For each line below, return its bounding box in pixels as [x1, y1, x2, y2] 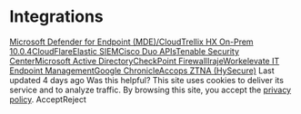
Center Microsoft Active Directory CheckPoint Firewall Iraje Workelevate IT [9, 55, 280, 66]
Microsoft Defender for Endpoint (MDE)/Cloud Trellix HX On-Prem [9, 36, 254, 47]
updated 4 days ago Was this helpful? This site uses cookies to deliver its [9, 74, 285, 85]
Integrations [9, 6, 105, 27]
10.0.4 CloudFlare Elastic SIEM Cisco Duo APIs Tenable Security [9, 45, 239, 56]
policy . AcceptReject [9, 93, 86, 105]
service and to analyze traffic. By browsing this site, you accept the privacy [9, 84, 292, 95]
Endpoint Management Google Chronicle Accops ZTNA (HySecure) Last [9, 65, 275, 76]
